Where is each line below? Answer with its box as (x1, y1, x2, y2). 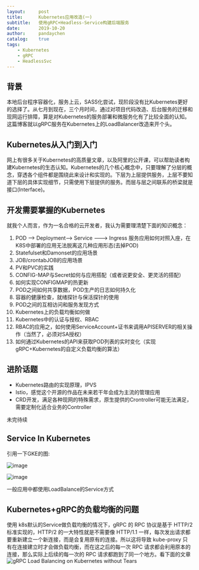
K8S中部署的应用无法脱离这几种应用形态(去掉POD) (15, 241, 139, 249)
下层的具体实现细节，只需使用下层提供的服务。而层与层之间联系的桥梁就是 (11, 179, 193, 186)
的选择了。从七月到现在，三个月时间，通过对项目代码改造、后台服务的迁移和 (6, 106, 193, 113)
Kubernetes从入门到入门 (6, 140, 98, 150)
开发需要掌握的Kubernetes (6, 205, 106, 215)
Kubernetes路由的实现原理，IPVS (15, 381, 97, 388)
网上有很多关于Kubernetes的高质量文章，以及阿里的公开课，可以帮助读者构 (6, 156, 190, 163)
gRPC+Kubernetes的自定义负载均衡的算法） (15, 345, 123, 352)
